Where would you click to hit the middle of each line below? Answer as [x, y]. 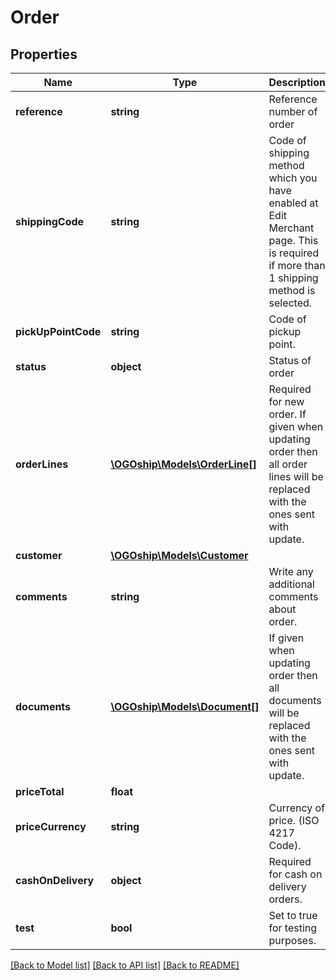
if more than [297, 265]
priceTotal [40, 791]
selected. [290, 303]
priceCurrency [51, 826]
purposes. [292, 940]
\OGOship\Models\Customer [179, 555]
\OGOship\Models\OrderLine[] [183, 464]
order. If [287, 414]
